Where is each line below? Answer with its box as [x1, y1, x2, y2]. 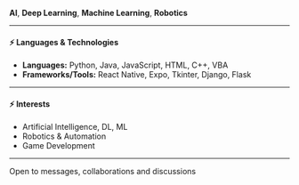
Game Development [21, 141, 95, 151]
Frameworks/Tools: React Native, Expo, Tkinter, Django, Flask [21, 69, 252, 80]
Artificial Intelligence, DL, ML [21, 122, 128, 133]
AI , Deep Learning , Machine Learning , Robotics [9, 8, 189, 18]
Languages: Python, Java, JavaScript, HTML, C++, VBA [21, 60, 229, 70]
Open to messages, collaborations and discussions [9, 166, 197, 177]
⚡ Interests [9, 98, 51, 109]
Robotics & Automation [21, 131, 107, 141]
